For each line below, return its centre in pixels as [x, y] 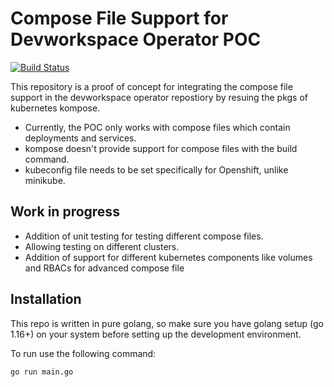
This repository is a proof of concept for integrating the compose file [151, 86]
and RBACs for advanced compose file [104, 268]
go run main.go [42, 372]
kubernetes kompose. [55, 108]
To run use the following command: [83, 353]
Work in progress [65, 212]
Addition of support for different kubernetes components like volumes [168, 257]
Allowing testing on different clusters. [102, 246]
